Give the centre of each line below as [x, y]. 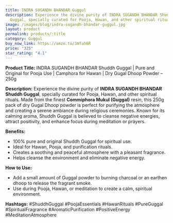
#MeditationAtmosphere [31, 215]
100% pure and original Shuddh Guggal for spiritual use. [72, 141]
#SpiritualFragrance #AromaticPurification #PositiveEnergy [68, 209]
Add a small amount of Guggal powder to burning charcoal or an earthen [90, 177]
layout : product [23, 29]
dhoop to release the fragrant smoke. [52, 183]
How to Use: [19, 168]
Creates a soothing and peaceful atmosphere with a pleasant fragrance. [89, 152]
